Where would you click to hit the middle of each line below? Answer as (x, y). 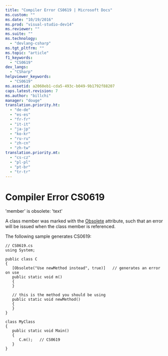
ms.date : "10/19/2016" (29, 19)
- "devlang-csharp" (31, 43)
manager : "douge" (24, 100)
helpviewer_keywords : (28, 77)
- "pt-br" (20, 167)
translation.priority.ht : (33, 105)
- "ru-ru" (20, 139)
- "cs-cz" (20, 158)
